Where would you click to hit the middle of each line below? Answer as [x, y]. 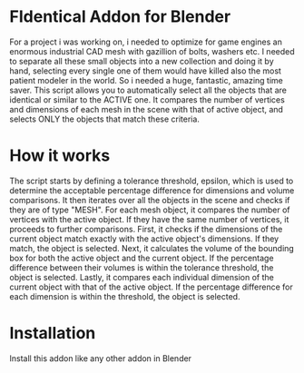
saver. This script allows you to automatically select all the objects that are [148, 90]
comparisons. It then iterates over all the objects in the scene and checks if [150, 200]
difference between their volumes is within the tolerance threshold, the [142, 267]
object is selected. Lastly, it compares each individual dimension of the [142, 277]
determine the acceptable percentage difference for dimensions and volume [152, 190]
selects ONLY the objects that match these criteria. [104, 119]
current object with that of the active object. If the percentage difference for [151, 287]
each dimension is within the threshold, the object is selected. [125, 296]
